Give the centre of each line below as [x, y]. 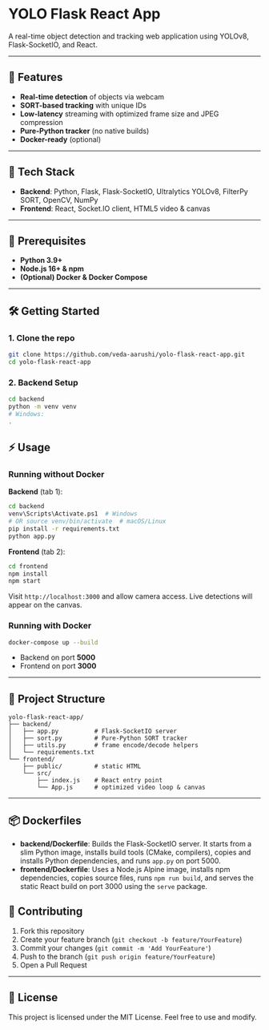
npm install [28, 574]
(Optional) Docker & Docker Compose [84, 277]
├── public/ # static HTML [82, 766]
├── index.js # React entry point [100, 781]
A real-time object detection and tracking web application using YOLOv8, [129, 36]
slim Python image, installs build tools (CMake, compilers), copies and [135, 852]
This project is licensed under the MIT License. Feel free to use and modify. [133, 1017]
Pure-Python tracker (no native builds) [84, 131]
